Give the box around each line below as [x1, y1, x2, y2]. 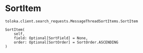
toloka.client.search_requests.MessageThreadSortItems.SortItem [5, 19, 138, 24]
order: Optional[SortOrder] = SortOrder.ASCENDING [14, 40, 119, 45]
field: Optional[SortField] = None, [14, 36, 89, 40]
